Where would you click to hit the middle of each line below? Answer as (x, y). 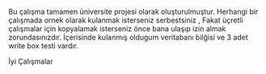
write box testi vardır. (44, 46)
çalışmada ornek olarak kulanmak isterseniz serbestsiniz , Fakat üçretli (126, 20)
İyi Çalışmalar (31, 61)
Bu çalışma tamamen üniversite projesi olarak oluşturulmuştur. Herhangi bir (133, 12)
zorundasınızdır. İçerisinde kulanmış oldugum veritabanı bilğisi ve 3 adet (128, 37)
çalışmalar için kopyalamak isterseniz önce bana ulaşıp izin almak (117, 29)
